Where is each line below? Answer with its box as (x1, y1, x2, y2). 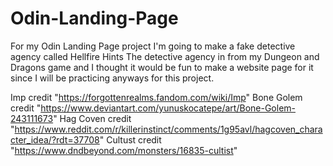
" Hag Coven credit (53, 112, 132, 124)
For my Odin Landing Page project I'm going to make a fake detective (10, 40, 296, 52)
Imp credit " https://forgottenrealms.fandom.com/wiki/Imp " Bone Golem (10, 91, 303, 103)
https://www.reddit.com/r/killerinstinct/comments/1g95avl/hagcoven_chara (14, 123, 323, 135)
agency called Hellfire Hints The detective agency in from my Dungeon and (10, 50, 320, 62)
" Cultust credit (99, 133, 162, 146)
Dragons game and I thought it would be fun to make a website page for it (10, 61, 314, 73)
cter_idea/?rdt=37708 (10, 133, 100, 146)
